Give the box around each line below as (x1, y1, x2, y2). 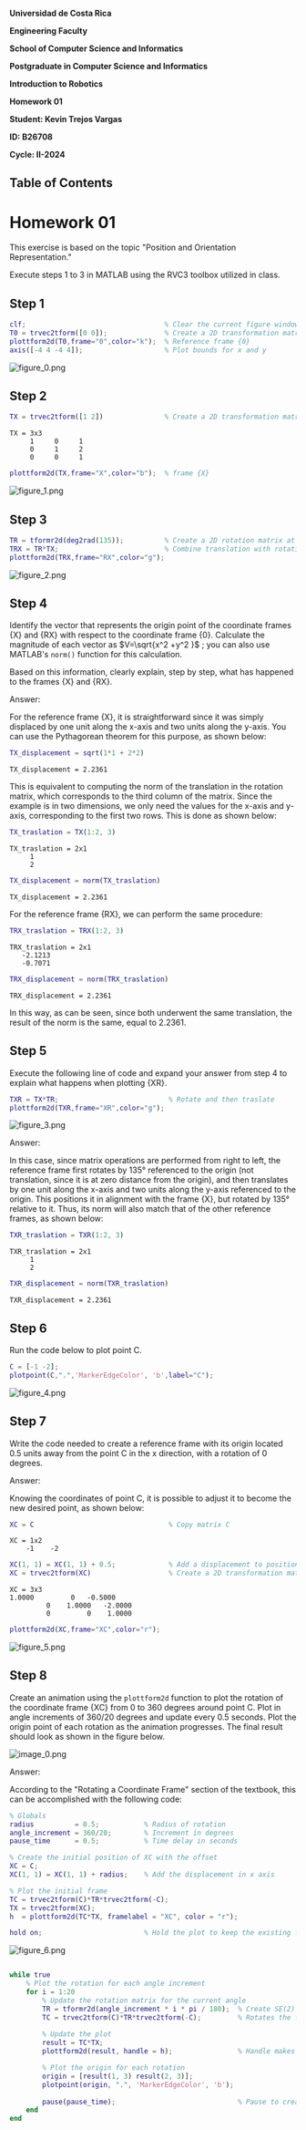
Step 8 (9, 1668, 47, 1683)
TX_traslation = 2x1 (9, 844, 88, 853)
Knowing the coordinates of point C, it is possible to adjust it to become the (9, 1493, 291, 1504)
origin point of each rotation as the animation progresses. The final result (9, 1721, 283, 1732)
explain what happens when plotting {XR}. (9, 1077, 168, 1088)
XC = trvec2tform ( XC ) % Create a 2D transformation (9, 1568, 283, 1578)
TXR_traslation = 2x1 (9, 1247, 92, 1256)
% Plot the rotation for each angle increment (25, 1979, 206, 1989)
